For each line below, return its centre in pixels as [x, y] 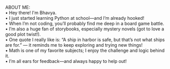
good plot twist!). [23, 34]
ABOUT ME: [18, 7]
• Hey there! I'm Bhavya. [31, 13]
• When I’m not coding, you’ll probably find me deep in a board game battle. [85, 23]
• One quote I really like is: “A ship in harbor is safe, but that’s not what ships [85, 40]
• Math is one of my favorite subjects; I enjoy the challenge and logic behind [85, 50]
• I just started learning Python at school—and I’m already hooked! [75, 18]
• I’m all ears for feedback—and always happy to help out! [66, 61]
